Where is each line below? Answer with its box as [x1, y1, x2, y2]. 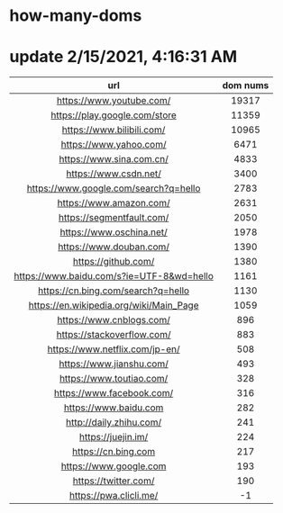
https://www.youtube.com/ [57, 94, 171, 107]
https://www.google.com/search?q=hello [26, 182, 201, 194]
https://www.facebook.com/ [53, 387, 174, 400]
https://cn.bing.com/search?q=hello [37, 284, 190, 297]
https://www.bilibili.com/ [61, 123, 166, 136]
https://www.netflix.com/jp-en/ [47, 343, 180, 355]
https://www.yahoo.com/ [60, 139, 167, 151]
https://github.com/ [72, 256, 155, 268]
